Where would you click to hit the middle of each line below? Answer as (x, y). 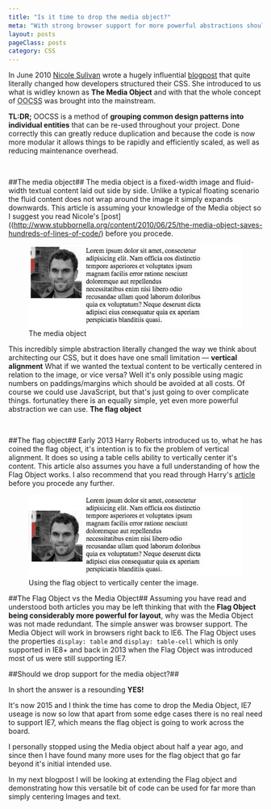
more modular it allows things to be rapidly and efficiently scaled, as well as (134, 142)
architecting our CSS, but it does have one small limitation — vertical (123, 357)
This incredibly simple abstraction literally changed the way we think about (132, 349)
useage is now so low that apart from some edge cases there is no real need (135, 714)
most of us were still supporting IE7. (68, 659)
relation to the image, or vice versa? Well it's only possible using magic (126, 375)
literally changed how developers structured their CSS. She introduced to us (135, 84)
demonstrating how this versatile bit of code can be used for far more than (132, 788)
